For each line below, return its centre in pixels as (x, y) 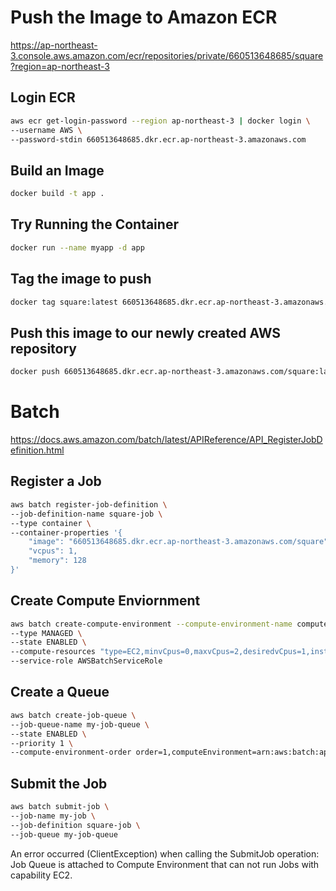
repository (44, 348)
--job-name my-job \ (53, 816)
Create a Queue (60, 692)
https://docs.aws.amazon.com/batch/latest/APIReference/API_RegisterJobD (166, 440)
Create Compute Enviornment (105, 601)
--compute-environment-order (71, 752)
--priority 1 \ (42, 743)
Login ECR (43, 97)
